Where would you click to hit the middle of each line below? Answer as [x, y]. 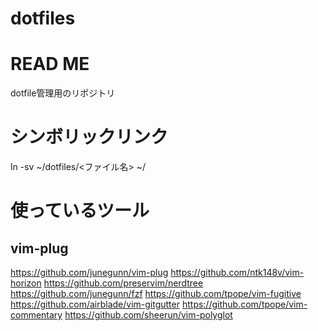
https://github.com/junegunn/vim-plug [89, 273]
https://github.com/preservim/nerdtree [123, 283]
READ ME [50, 64]
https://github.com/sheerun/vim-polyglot [148, 315]
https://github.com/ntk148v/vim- [237, 273]
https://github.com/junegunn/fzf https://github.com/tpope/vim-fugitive [156, 294]
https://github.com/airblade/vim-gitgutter [95, 304]
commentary [36, 315]
